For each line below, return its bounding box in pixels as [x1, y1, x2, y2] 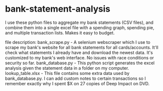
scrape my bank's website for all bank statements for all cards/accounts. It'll [5, 44, 159, 50]
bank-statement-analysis [5, 3, 111, 15]
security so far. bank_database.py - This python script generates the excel [5, 60, 155, 66]
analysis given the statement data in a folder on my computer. [5, 65, 129, 71]
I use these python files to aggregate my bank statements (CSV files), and [5, 19, 154, 25]
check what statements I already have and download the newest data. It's [5, 50, 153, 55]
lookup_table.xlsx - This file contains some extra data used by [5, 70, 130, 76]
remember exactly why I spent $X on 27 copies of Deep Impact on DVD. [5, 80, 150, 86]
